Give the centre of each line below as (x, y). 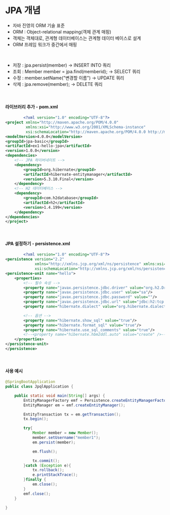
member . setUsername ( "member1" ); (66, 438)
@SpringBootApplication (30, 382)
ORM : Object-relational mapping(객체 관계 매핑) (62, 31)
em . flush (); (45, 452)
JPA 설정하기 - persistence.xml (38, 243)
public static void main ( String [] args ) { (60, 396)
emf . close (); (37, 494)
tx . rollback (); (48, 470)
